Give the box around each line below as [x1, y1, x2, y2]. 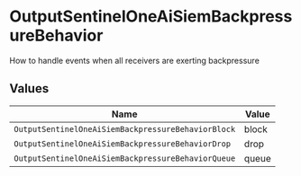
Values [9, 81, 50, 96]
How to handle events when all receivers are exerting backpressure [9, 55, 260, 66]
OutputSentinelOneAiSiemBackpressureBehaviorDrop [14, 138, 232, 149]
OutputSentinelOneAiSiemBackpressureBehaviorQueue [14, 153, 236, 163]
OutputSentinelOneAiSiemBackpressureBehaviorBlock [14, 124, 236, 134]
